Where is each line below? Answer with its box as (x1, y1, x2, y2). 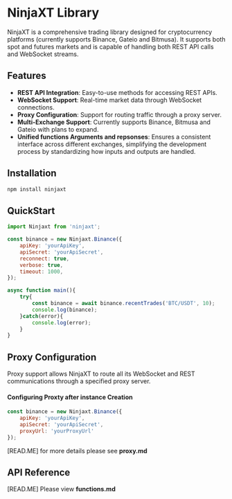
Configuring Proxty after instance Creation (7, 393, 133, 401)
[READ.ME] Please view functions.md (7, 485, 116, 493)
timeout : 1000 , (19, 268, 64, 275)
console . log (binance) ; (32, 306, 98, 313)
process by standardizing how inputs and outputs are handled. (17, 147, 196, 155)
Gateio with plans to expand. (17, 125, 99, 133)
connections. (17, 103, 55, 112)
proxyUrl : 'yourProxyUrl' (19, 428, 95, 435)
